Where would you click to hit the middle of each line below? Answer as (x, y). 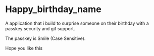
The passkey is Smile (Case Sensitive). (45, 38)
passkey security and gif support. (40, 28)
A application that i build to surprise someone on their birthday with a (77, 23)
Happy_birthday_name (54, 9)
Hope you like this (24, 48)
